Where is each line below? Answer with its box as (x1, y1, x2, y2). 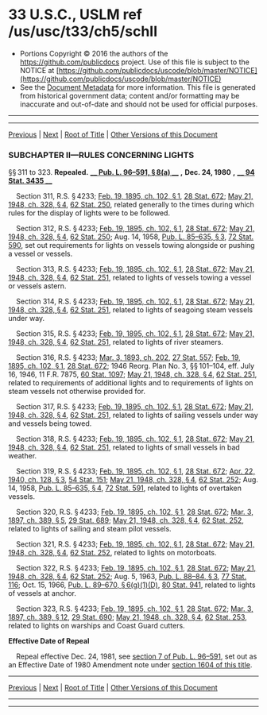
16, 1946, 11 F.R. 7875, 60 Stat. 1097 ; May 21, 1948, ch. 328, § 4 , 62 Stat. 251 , (8, 369, 257, 379)
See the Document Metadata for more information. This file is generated (19, 82, 256, 92)
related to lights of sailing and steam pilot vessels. (8, 524, 172, 534)
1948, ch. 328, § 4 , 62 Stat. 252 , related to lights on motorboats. (8, 548, 217, 558)
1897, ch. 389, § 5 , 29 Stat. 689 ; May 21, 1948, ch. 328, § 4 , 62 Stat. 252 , (8, 516, 245, 525)
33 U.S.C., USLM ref (8, 6, 143, 24)
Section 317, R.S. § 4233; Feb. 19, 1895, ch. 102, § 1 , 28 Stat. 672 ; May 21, (15, 402, 254, 412)
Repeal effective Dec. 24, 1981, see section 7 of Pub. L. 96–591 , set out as (15, 651, 257, 661)
